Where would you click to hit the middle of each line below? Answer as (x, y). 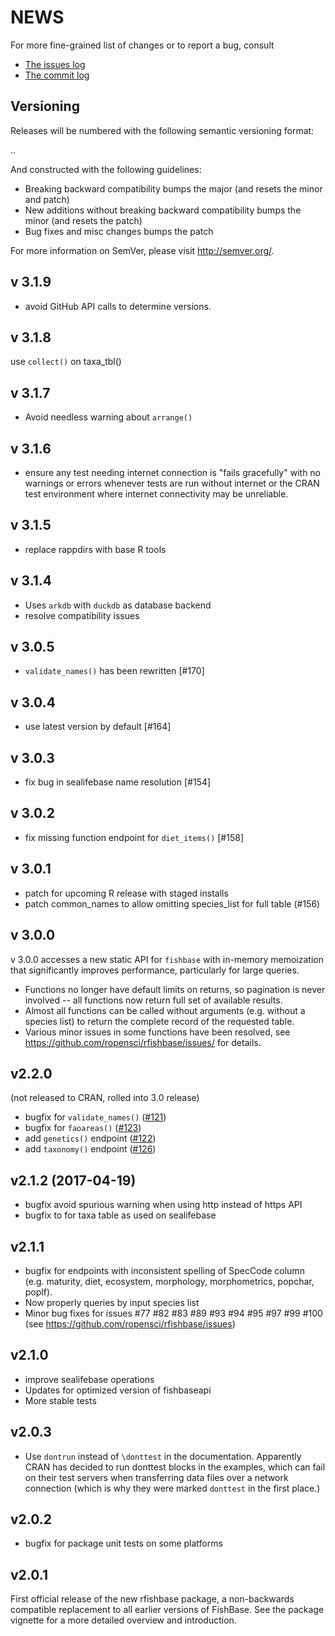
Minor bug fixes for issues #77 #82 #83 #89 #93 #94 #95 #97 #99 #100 (173, 1313)
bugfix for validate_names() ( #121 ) (95, 1117)
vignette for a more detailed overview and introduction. (123, 1620)
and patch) (47, 199)
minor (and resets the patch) (83, 220)
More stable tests (60, 1400)
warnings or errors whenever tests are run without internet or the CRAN (172, 483)
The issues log (55, 64)
